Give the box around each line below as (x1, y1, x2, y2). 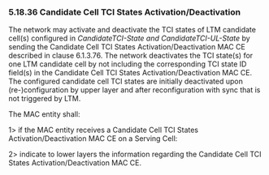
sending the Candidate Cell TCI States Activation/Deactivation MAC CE (8, 42, 245, 52)
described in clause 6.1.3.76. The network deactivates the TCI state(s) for (8, 51, 254, 61)
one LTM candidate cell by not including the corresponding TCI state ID (8, 59, 247, 69)
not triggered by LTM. (8, 94, 81, 104)
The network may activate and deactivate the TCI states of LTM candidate (8, 25, 256, 35)
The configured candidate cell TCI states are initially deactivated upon (8, 76, 244, 87)
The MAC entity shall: (8, 109, 80, 119)
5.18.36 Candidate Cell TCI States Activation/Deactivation (8, 6, 241, 18)
